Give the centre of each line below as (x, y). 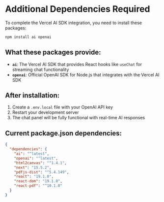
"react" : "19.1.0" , (34, 177)
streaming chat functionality (41, 69)
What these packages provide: (53, 52)
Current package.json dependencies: (63, 133)
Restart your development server (46, 112)
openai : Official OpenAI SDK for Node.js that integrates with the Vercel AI (86, 74)
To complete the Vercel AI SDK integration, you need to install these (74, 23)
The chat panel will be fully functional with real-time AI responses (79, 118)
